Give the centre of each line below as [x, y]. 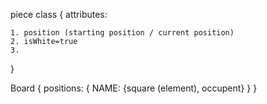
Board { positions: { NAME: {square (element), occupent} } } [134, 88]
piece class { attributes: [59, 14]
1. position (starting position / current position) [122, 33]
